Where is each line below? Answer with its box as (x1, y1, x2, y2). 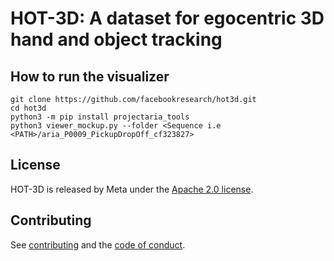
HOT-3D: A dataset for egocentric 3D (10, 7, 325, 30)
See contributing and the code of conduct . (10, 238, 186, 251)
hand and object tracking (10, 28, 223, 51)
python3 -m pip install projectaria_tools (10, 112, 190, 122)
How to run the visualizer (10, 68, 170, 85)
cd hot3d (10, 103, 47, 113)
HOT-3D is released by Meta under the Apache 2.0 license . (10, 183, 254, 195)
